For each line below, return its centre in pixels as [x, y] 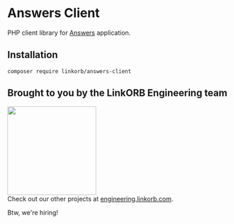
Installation [33, 55]
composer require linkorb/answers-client [69, 71]
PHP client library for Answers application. [69, 33]
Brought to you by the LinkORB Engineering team [117, 93]
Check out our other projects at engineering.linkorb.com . [90, 198]
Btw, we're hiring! [33, 212]
